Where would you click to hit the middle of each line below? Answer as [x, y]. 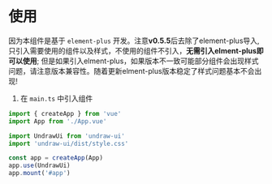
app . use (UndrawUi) [39, 166]
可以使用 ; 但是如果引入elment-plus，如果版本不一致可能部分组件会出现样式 [134, 61]
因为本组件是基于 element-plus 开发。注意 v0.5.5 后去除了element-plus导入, [134, 41]
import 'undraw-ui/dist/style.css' [69, 143]
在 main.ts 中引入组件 [56, 98]
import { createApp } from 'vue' [65, 113]
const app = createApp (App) [56, 158]
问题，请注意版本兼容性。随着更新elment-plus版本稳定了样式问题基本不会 [132, 71]
